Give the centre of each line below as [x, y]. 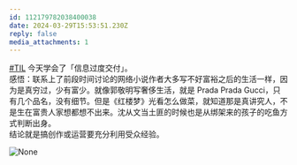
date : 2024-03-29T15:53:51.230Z [69, 26]
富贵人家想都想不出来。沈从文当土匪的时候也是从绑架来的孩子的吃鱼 [156, 112]
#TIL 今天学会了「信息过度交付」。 [71, 68]
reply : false [33, 34]
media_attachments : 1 [49, 42]
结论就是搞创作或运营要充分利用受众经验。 [87, 134]
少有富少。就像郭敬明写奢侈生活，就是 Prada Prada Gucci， [164, 90]
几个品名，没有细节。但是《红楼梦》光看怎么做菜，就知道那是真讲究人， [148, 101]
